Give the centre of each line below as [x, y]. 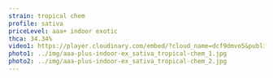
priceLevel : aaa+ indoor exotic [63, 31]
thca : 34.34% [30, 39]
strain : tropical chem [47, 16]
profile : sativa [36, 24]
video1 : [22, 46]
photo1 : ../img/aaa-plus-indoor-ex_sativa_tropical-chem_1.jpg [118, 54]
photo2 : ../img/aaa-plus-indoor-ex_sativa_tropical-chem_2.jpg [118, 62]
